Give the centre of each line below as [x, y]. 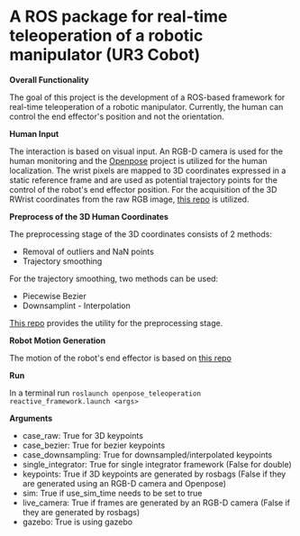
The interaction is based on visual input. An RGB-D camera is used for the [146, 151]
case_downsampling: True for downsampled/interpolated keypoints [147, 454]
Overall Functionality [50, 79]
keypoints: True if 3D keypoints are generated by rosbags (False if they [154, 474]
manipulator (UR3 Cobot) [105, 55]
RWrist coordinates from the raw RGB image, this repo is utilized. [129, 199]
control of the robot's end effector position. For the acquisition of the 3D [143, 189]
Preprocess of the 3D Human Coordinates [89, 216]
